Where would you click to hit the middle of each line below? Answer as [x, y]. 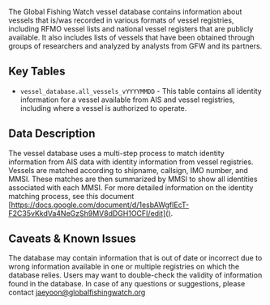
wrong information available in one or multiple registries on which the [124, 267]
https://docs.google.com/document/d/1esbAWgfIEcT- [100, 205]
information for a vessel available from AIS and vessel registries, [127, 100]
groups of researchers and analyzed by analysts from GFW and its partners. [135, 46]
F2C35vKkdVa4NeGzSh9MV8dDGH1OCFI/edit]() [90, 213]
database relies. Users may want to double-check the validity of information [135, 275]
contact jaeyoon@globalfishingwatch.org [77, 292]
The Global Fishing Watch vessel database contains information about [125, 12]
